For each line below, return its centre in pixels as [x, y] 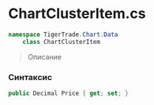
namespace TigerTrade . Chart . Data [63, 34]
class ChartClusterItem [62, 42]
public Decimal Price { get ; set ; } [68, 93]
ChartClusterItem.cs [77, 14]
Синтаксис [30, 77]
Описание [44, 56]
